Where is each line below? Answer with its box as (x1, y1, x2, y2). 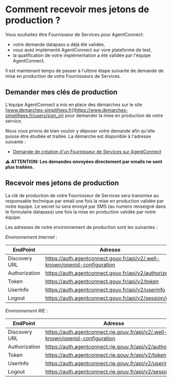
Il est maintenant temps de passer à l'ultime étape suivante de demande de (5, 68, 164, 74)
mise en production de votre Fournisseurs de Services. (5, 73, 121, 79)
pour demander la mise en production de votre (64, 112, 163, 118)
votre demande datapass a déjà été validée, (12, 41, 105, 47)
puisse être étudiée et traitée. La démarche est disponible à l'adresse (5, 133, 151, 139)
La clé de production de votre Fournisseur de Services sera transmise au (5, 192, 159, 198)
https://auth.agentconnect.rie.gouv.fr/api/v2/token (45, 351, 166, 358)
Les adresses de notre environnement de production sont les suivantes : (5, 224, 158, 230)
